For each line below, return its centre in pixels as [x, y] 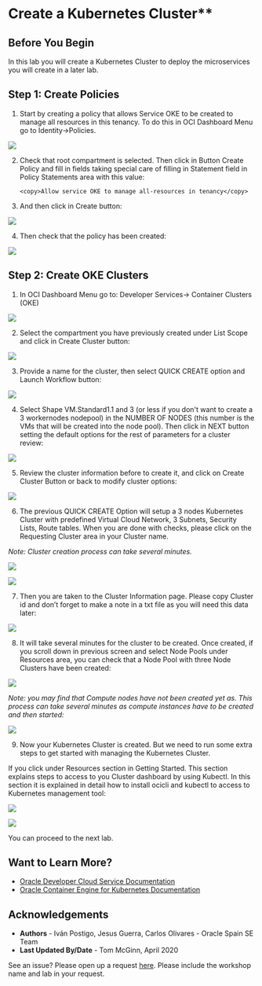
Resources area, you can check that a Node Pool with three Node [125, 659]
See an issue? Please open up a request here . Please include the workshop [130, 966]
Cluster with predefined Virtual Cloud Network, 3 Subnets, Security [128, 519]
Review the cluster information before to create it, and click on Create [132, 473]
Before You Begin [51, 43]
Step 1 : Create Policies [64, 95]
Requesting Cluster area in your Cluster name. [94, 536]
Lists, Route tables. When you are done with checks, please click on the [136, 528]
